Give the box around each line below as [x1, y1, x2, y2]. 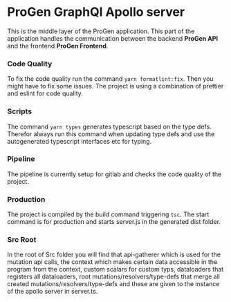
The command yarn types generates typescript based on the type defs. [7, 122, 212, 131]
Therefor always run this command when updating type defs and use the [7, 129, 215, 138]
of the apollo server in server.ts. [7, 287, 98, 296]
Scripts [7, 106, 33, 116]
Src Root [7, 235, 37, 245]
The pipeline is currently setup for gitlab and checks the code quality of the [7, 170, 222, 178]
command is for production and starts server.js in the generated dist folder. [7, 218, 221, 226]
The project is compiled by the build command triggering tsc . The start [7, 210, 210, 218]
